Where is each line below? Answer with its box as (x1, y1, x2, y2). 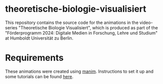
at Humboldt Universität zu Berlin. (5, 35, 74, 41)
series (5, 24, 18, 30)
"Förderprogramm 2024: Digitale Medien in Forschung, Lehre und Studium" (5, 30, 158, 36)
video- (139, 20, 153, 25)
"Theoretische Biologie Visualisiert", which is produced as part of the (18, 24, 158, 30)
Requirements (5, 52, 64, 63)
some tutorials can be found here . (5, 73, 74, 79)
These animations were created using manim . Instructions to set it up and (5, 68, 154, 74)
